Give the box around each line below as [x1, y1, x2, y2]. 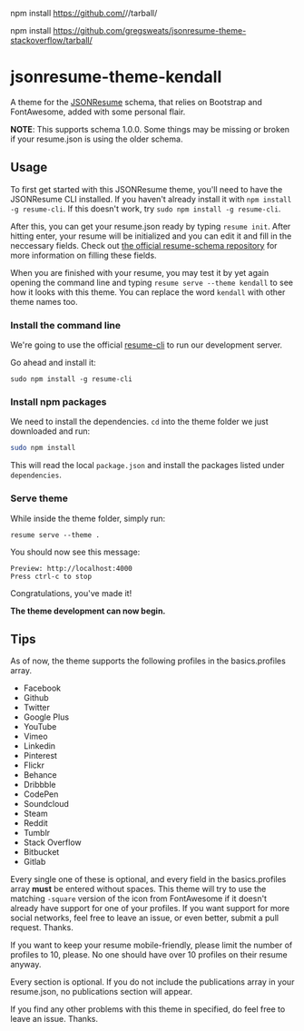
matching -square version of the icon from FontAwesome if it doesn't [10, 893, 267, 904]
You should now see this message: [10, 546, 141, 557]
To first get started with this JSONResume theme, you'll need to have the [10, 183, 283, 194]
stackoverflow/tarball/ [10, 35, 93, 45]
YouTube [23, 722, 57, 732]
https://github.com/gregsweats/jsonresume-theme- [53, 25, 247, 35]
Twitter [23, 702, 51, 713]
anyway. [10, 959, 42, 970]
